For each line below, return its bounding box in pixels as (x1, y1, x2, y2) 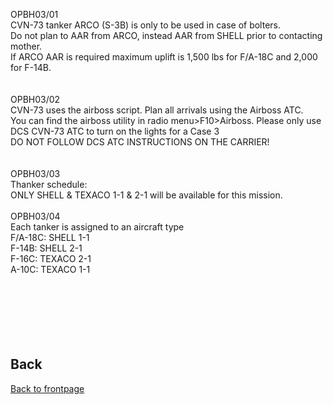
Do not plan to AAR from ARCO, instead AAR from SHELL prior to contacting (10, 30, 323, 41)
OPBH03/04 (10, 210, 61, 222)
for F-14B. (10, 62, 52, 73)
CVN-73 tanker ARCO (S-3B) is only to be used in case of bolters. (10, 19, 282, 31)
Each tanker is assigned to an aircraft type (10, 221, 185, 233)
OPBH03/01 (10, 9, 59, 20)
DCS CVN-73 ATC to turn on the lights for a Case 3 (10, 125, 220, 137)
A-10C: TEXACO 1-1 (10, 264, 91, 275)
